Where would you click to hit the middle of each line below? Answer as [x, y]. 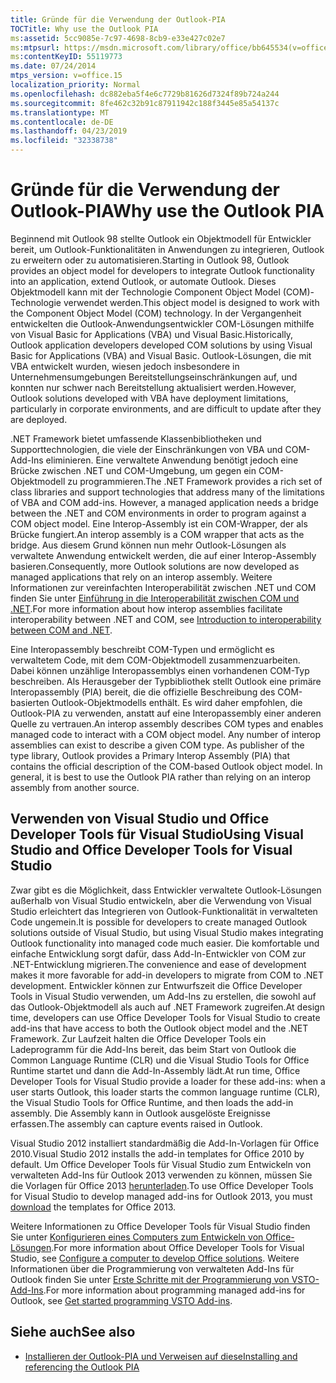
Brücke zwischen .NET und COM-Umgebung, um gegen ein [133, 470]
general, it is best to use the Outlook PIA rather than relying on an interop [161, 777]
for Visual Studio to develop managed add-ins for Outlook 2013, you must [161, 1196]
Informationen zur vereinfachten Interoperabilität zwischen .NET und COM [163, 587]
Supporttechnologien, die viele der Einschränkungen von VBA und [146, 449]
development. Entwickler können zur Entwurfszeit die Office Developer [156, 985]
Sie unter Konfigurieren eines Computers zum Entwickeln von [137, 1237]
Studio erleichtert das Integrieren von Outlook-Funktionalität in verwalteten [164, 911]
